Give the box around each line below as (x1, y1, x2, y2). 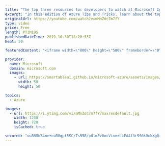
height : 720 (14, 120, 38, 125)
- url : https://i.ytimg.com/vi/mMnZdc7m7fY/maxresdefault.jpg (9, 111, 139, 116)
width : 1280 (14, 116, 38, 121)
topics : (5, 93, 21, 98)
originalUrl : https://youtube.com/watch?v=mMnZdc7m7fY (5, 16, 120, 21)
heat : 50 (5, 39, 23, 44)
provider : (5, 57, 26, 62)
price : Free (5, 25, 29, 30)
